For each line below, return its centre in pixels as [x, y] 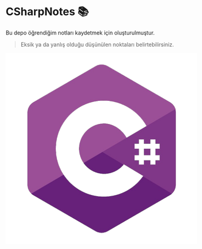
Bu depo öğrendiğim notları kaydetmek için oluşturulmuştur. [80, 32]
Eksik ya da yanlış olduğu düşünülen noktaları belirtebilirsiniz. [97, 44]
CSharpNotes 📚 [47, 12]
